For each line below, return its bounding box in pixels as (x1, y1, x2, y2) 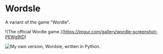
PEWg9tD (5, 34, 25, 40)
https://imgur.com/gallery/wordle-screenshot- (64, 28, 158, 34)
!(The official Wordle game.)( (5, 28, 64, 34)
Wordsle (5, 3, 41, 14)
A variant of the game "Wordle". (5, 19, 71, 25)
